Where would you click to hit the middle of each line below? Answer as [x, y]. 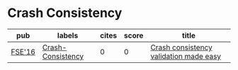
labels [68, 35]
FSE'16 [23, 52]
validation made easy [186, 56]
